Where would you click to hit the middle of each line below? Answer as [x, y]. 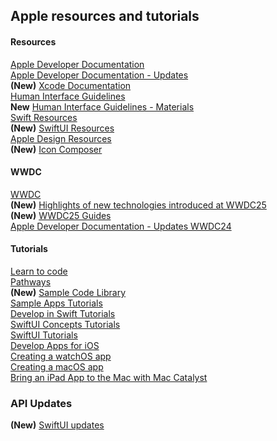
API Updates [41, 403]
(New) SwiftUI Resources [62, 128]
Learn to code [39, 271]
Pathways [31, 282]
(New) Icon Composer [56, 149]
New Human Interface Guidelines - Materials [102, 106]
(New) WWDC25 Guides [61, 215]
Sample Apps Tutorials [56, 303]
